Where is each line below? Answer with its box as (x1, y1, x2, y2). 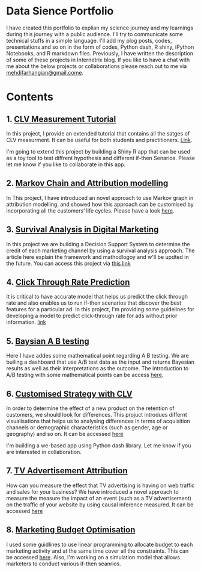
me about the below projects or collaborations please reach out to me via (6, 62, 187, 70)
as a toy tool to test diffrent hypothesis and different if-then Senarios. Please (6, 154, 195, 161)
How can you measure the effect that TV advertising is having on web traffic (6, 482, 195, 489)
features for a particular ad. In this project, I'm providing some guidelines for (6, 306, 195, 313)
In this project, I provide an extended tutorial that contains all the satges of (6, 129, 190, 137)
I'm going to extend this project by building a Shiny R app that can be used (6, 148, 191, 155)
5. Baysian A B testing (6, 336, 89, 346)
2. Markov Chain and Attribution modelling (6, 178, 169, 188)
